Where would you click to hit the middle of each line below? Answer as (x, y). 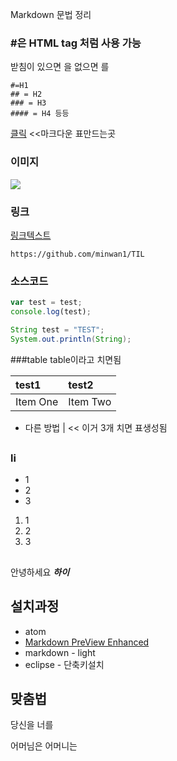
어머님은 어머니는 (44, 746)
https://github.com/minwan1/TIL (77, 254)
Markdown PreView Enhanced (87, 642)
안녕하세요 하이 (40, 572)
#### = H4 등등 (40, 114)
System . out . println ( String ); (71, 339)
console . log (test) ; (51, 312)
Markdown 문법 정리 (51, 14)
